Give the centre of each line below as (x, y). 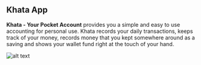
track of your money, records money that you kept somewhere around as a (100, 37)
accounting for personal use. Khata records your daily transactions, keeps (100, 31)
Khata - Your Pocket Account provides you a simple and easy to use (93, 24)
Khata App (27, 10)
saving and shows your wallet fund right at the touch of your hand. (90, 44)
